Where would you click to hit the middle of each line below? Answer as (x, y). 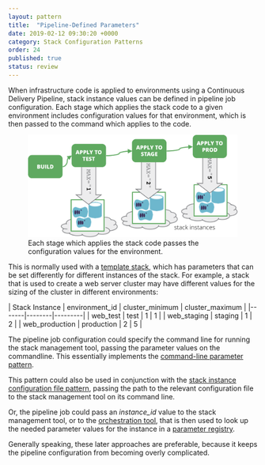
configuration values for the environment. (96, 251)
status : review (33, 67)
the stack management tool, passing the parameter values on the (114, 348)
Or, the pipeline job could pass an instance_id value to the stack (112, 412)
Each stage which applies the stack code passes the (114, 243)
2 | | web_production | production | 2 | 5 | (75, 324)
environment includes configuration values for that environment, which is (127, 115)
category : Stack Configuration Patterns (76, 42)
